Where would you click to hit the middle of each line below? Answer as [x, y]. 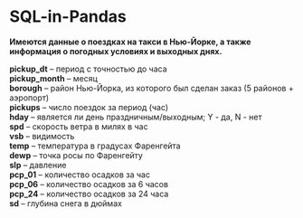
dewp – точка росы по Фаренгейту [76, 155]
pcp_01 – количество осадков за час [80, 175]
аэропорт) [29, 98]
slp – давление [38, 165]
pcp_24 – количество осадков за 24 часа [89, 194]
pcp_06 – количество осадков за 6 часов [89, 184]
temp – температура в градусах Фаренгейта [95, 146]
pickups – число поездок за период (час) [89, 107]
